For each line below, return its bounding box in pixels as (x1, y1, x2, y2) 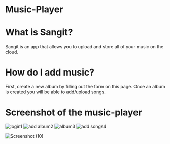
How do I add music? (5, 67, 95, 78)
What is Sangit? (5, 27, 73, 39)
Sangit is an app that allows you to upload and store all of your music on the (5, 44, 164, 50)
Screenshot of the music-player (5, 106, 142, 118)
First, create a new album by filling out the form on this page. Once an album (5, 84, 165, 90)
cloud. (5, 49, 19, 55)
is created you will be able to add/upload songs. (5, 89, 106, 95)
